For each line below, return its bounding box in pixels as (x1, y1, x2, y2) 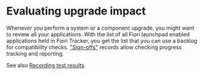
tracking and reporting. (6, 50, 64, 57)
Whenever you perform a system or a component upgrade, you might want (6, 24, 194, 31)
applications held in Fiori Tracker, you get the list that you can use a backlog (6, 37, 198, 44)
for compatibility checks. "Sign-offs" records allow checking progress (6, 44, 182, 51)
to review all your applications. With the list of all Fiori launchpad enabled (6, 30, 190, 37)
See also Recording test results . (6, 62, 87, 69)
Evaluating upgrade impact (6, 4, 146, 18)
